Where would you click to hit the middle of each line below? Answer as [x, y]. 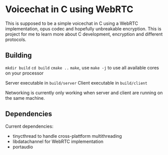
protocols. [16, 40]
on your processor [25, 73]
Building [18, 55]
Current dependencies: [29, 126]
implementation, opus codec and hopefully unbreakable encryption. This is [83, 28]
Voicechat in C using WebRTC [69, 9]
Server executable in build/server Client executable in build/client [76, 83]
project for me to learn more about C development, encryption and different [84, 34]
